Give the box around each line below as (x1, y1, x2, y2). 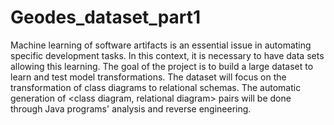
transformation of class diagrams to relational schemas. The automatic (10, 81, 302, 93)
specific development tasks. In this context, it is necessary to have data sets (10, 49, 325, 61)
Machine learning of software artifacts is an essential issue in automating (10, 39, 312, 51)
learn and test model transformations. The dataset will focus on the (10, 71, 287, 83)
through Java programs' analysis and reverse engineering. (10, 102, 252, 115)
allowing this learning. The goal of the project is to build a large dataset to (10, 60, 314, 72)
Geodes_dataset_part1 (10, 6, 202, 29)
